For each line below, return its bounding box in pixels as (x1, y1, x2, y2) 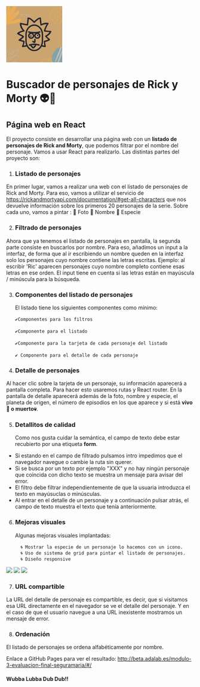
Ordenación (14, 630, 50, 638)
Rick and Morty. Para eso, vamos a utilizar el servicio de (6, 189, 144, 197)
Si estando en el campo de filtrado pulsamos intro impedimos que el (14, 452, 183, 459)
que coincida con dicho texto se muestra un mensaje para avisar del (14, 471, 183, 478)
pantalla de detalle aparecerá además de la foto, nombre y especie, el (6, 393, 178, 400)
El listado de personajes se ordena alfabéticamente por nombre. (6, 644, 164, 651)
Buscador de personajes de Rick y (6, 78, 179, 92)
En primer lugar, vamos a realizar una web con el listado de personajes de (6, 183, 188, 191)
